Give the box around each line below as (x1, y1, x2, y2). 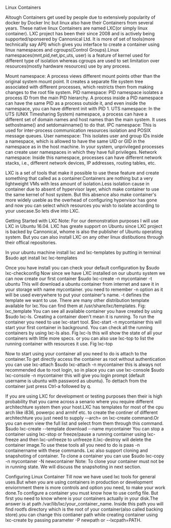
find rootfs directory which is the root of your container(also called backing (5, 506, 163, 512)
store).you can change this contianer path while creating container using (5, 512, 158, 518)
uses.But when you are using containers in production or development (5, 479, 153, 485)
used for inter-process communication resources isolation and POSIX (5, 127, 151, 133)
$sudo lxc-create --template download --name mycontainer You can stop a (5, 426, 164, 431)
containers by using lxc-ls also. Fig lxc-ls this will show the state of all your (5, 330, 162, 336)
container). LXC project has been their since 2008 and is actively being (5, 31, 155, 36)
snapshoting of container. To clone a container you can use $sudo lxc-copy (5, 453, 164, 459)
